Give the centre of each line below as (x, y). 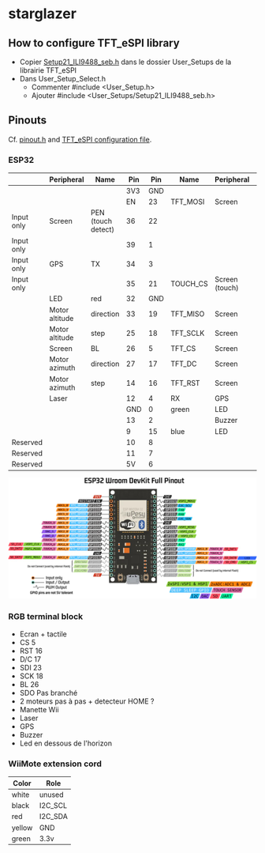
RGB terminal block (46, 617)
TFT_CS (183, 349)
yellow (22, 828)
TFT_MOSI (188, 202)
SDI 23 (30, 667)
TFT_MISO (188, 314)
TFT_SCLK (188, 334)
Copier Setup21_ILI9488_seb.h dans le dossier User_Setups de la (125, 62)
